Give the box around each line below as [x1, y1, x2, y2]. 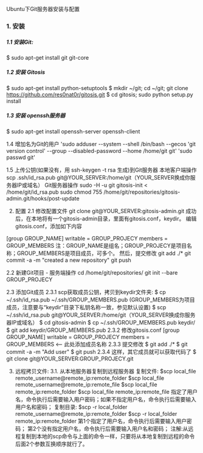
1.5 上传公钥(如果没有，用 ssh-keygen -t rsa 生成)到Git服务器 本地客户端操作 [6, 166, 197, 174]
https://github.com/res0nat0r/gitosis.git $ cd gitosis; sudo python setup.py [6, 91, 193, 98]
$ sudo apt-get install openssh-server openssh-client [6, 127, 140, 135]
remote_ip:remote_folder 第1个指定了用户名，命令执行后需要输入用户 [15, 417, 187, 424]
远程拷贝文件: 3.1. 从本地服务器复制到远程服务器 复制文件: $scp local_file [15, 367, 196, 374]
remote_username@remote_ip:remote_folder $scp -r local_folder [15, 410, 177, 417]
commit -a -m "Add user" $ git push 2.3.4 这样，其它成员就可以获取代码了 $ [6, 348, 196, 355]
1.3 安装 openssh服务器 [6, 112, 66, 119]
